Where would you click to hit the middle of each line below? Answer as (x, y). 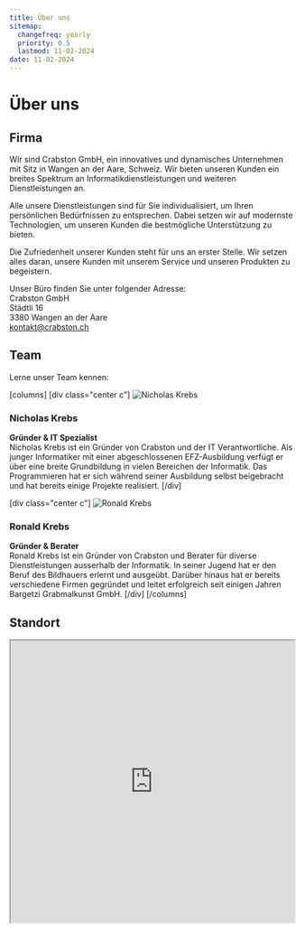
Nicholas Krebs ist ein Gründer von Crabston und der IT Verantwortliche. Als (151, 447)
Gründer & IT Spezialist (53, 438)
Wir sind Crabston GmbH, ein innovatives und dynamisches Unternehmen (147, 159)
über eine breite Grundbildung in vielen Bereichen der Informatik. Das (139, 467)
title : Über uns (40, 18)
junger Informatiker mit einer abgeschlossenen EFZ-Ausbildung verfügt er (147, 457)
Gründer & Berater (44, 546)
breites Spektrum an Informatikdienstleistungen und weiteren (123, 178)
